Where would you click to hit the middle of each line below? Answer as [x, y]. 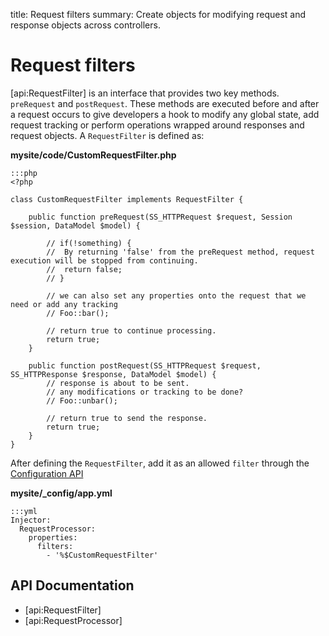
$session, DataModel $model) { [75, 225]
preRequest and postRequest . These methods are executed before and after [165, 103]
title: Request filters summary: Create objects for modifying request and [158, 14]
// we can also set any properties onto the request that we [176, 295]
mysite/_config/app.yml [61, 493]
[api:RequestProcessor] [73, 620]
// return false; [84, 269]
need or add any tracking [64, 304]
